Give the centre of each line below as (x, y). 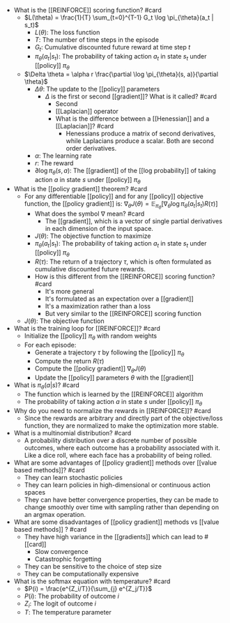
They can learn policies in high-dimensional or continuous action (117, 485)
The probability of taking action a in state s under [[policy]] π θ (113, 402)
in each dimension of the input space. (99, 229)
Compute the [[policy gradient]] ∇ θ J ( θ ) (90, 369)
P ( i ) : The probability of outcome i (72, 596)
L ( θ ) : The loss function (67, 32)
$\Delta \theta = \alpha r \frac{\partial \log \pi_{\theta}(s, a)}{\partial (121, 74)
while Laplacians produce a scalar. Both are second (140, 141)
